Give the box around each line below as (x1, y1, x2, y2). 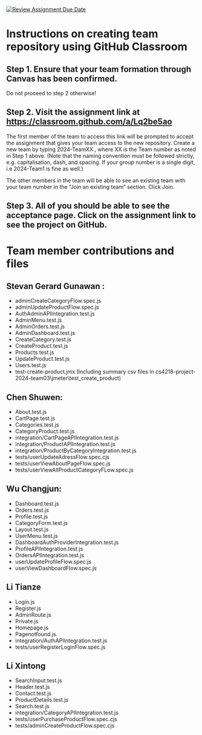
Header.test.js (15, 683, 50, 691)
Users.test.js (15, 362, 47, 369)
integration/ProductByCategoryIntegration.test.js (15, 447, 137, 455)
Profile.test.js (15, 513, 48, 520)
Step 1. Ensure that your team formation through (6, 64, 192, 74)
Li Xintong (6, 661, 46, 671)
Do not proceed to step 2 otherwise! (6, 90, 97, 97)
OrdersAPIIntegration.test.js (15, 551, 85, 558)
